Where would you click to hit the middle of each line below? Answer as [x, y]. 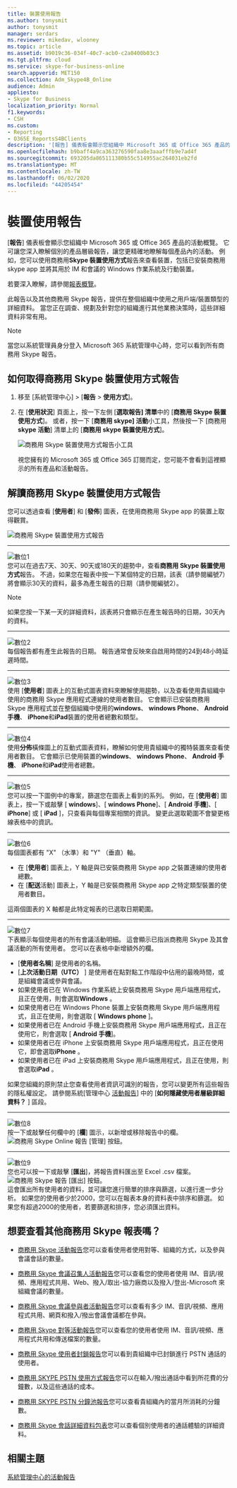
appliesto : [23, 93]
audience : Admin [31, 86]
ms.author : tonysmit [38, 20]
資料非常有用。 [29, 317]
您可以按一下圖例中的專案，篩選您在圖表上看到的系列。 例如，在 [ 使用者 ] [114, 795]
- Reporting [25, 132]
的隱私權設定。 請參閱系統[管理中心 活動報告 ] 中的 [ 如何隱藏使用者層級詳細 [116, 1093]
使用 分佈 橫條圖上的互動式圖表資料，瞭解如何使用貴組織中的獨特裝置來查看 [115, 747]
